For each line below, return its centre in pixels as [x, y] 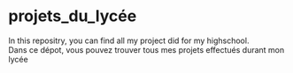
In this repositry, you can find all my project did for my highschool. [129, 40]
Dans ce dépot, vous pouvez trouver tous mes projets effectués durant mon [146, 49]
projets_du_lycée [73, 16]
